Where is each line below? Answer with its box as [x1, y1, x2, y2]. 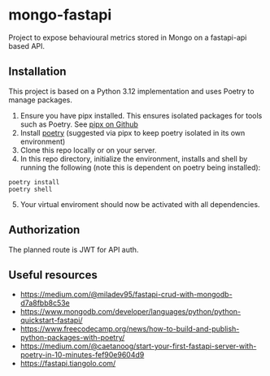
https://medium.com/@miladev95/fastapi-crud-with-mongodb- [20, 290, 233, 300]
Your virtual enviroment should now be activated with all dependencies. [20, 199, 260, 209]
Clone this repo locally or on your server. [20, 145, 157, 155]
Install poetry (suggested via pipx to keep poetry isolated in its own [20, 127, 246, 137]
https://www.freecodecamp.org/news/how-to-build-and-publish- [20, 324, 240, 334]
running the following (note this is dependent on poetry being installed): [20, 162, 261, 172]
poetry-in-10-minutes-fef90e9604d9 [20, 350, 145, 360]
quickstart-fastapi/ [20, 315, 83, 326]
